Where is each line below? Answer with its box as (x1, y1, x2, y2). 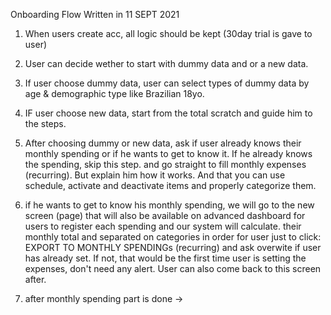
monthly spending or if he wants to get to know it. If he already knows (24, 148, 313, 159)
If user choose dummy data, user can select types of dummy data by (24, 77, 310, 89)
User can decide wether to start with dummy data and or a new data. (24, 58, 309, 69)
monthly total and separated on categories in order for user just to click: (24, 231, 322, 243)
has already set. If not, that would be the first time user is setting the (24, 252, 307, 264)
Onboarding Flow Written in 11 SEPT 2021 (10, 9, 180, 20)
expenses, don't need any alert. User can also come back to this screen (24, 263, 322, 274)
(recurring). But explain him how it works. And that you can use (24, 169, 286, 181)
